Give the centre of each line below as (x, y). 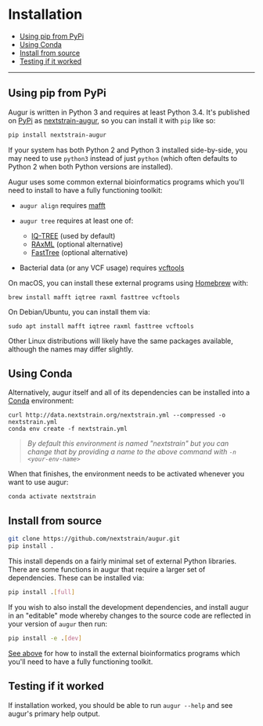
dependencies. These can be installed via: (76, 578)
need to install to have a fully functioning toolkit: (85, 190)
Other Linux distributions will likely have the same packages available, (121, 341)
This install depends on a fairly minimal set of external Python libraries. (122, 561)
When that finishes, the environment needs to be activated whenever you (126, 474)
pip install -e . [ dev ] (45, 638)
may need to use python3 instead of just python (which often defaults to (122, 158)
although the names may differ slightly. (71, 349)
